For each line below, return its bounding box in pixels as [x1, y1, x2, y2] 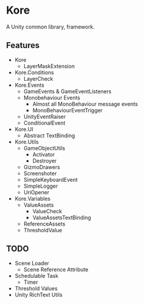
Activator [32, 151, 55, 158]
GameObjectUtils [23, 144, 65, 151]
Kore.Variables [14, 195, 51, 202]
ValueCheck [32, 207, 62, 214]
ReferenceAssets [23, 220, 66, 227]
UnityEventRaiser [23, 113, 66, 120]
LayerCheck [23, 75, 53, 82]
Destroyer [32, 157, 57, 164]
